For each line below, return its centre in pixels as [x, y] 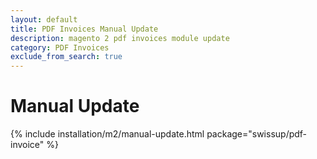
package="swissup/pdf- [257, 134]
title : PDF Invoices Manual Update [84, 29]
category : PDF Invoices [60, 47]
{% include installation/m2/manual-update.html [107, 134]
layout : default [44, 19]
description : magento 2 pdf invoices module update [120, 38]
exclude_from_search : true [66, 57]
